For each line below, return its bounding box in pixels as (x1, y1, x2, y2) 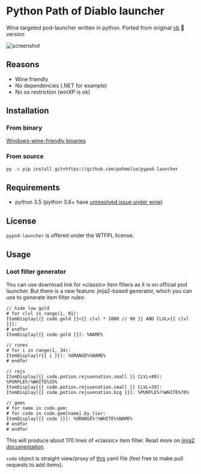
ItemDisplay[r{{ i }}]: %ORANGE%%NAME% (6, 353, 106, 359)
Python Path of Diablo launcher (6, 4, 165, 18)
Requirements (6, 183, 60, 193)
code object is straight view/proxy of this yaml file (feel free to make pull (6, 455, 184, 462)
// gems (6, 400, 26, 406)
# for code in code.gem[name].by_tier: (6, 410, 106, 416)
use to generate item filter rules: (6, 293, 86, 301)
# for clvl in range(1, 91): (6, 311, 79, 317)
